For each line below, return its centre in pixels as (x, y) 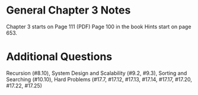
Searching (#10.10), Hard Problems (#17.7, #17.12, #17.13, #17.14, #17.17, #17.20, (99, 79)
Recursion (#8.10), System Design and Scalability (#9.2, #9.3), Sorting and (97, 73)
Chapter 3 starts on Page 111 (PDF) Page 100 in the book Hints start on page (99, 27)
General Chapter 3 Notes (68, 10)
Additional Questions (59, 57)
